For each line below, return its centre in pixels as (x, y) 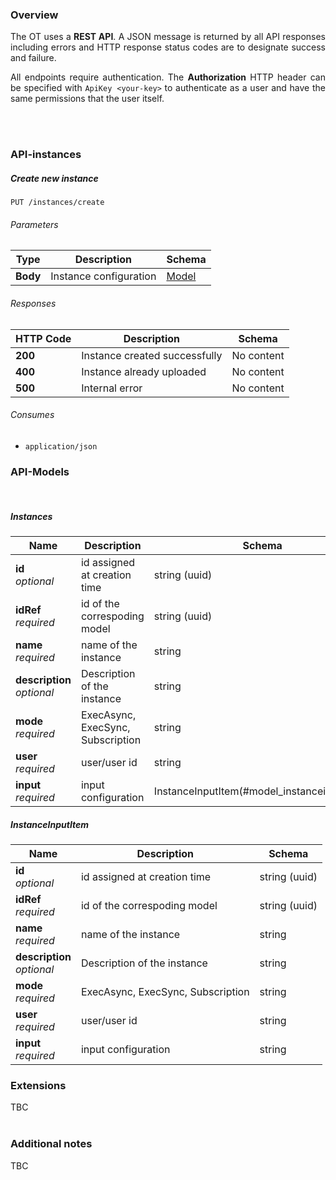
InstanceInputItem (50, 824)
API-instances (46, 155)
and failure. (33, 58)
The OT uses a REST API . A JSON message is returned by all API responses (168, 37)
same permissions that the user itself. (87, 99)
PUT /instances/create (57, 203)
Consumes (32, 415)
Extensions (38, 1085)
